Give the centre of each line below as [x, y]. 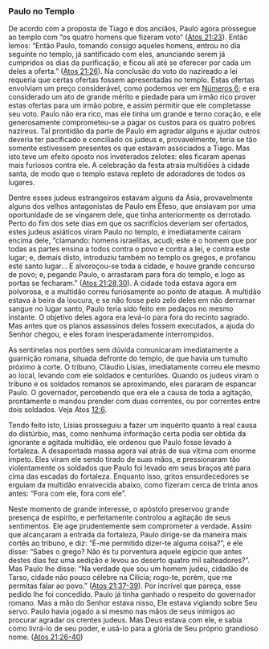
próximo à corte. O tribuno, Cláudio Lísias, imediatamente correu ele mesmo [134, 367]
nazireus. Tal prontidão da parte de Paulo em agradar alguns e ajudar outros [134, 131]
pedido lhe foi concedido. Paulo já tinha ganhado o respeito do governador [132, 594]
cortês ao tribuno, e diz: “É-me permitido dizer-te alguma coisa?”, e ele [126, 543]
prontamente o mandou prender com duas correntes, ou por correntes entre [134, 401]
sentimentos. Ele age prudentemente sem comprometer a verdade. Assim [130, 526]
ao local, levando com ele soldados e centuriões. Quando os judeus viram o [134, 376]
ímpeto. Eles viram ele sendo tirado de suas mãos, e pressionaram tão [124, 459]
